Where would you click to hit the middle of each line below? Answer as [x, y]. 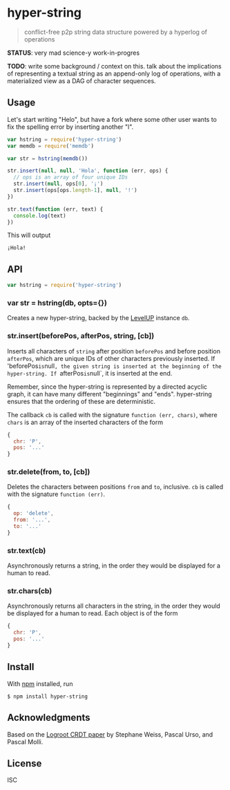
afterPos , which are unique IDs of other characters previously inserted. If [111, 358]
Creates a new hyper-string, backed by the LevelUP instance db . [98, 318]
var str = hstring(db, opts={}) [57, 303]
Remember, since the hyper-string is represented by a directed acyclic [107, 387]
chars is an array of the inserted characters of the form [85, 422]
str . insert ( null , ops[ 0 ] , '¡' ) [58, 184]
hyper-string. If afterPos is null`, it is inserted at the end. [90, 373]
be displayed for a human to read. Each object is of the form [93, 613]
